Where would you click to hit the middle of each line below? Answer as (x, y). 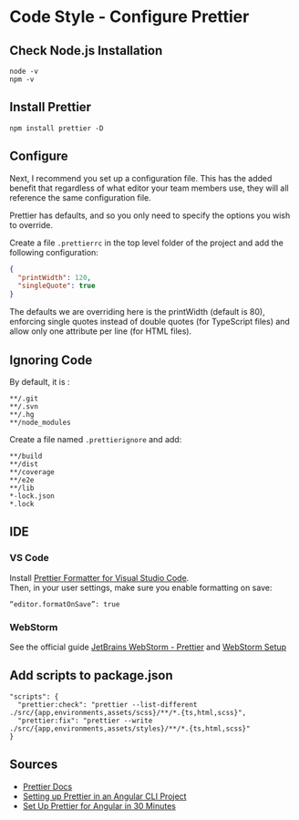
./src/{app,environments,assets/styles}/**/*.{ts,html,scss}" (130, 728)
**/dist (24, 464)
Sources (34, 765)
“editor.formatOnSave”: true (65, 604)
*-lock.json (32, 496)
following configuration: (54, 252)
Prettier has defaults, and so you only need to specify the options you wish (150, 215)
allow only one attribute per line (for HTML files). (101, 331)
